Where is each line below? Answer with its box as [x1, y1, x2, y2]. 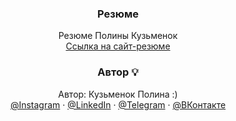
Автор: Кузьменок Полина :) [58, 88, 178, 100]
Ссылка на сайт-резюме [65, 40, 171, 52]
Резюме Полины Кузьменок [58, 30, 178, 42]
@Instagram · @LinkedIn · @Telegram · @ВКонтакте [9, 98, 227, 111]
